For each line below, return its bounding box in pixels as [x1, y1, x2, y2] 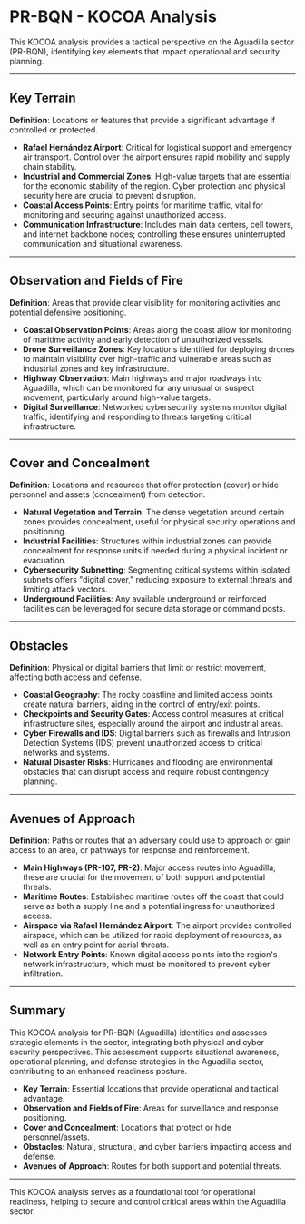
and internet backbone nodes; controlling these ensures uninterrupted [22, 229, 286, 240]
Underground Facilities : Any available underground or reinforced [22, 593, 267, 604]
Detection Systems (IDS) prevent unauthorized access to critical [22, 738, 263, 749]
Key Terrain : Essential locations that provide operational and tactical [22, 1082, 279, 1094]
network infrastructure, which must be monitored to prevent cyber [22, 959, 271, 969]
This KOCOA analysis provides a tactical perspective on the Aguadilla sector [9, 36, 295, 47]
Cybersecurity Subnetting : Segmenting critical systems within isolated [22, 564, 290, 575]
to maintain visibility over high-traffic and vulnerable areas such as [22, 353, 272, 364]
